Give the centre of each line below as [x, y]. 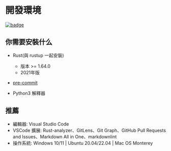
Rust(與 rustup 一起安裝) [38, 55]
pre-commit [25, 82]
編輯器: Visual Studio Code [41, 124]
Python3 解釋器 [29, 93]
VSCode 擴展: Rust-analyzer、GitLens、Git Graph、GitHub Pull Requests [89, 130]
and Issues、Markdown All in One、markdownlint [65, 137]
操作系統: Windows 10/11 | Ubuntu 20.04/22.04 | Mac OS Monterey [83, 143]
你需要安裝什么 [29, 42]
